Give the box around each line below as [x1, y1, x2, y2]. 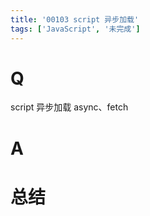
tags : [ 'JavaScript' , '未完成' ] [10, 24, 141, 34]
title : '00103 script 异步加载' [10, 14, 140, 25]
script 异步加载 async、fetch [10, 101, 129, 113]
